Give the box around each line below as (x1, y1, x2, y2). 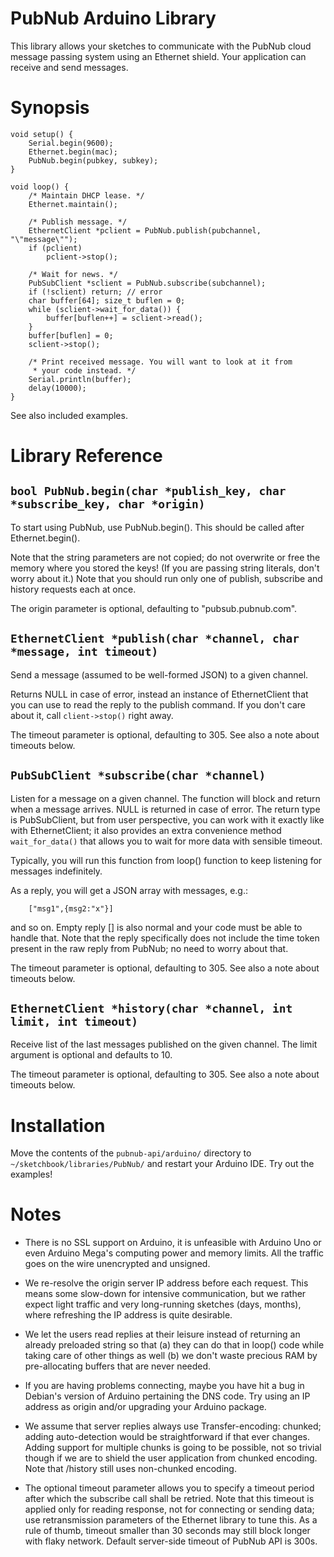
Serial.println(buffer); (28, 374, 132, 384)
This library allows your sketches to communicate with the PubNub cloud (10, 40, 312, 52)
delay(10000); (28, 383, 87, 393)
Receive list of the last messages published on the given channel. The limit (10, 1038, 318, 1051)
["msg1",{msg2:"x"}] (28, 903, 114, 914)
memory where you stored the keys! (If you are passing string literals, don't (10, 562, 320, 574)
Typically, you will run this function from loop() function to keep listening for (10, 854, 323, 866)
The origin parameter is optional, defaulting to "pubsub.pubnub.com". (10, 602, 298, 614)
